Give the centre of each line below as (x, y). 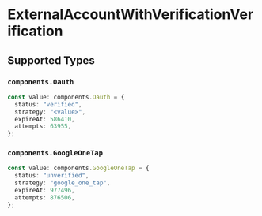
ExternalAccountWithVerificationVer (131, 15)
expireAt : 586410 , (45, 119)
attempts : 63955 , (43, 127)
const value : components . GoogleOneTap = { (78, 168)
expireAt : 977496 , (45, 191)
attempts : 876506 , (45, 197)
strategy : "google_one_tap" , (63, 183)
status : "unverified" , (52, 176)
